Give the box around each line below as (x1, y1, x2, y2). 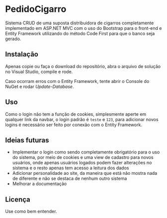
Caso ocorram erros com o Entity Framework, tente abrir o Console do (5, 78, 150, 84)
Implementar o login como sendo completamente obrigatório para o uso (12, 149, 160, 155)
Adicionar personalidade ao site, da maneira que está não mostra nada (12, 170, 158, 176)
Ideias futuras (5, 136, 49, 145)
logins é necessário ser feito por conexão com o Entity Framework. (5, 122, 143, 128)
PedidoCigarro (5, 3, 67, 15)
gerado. (5, 36, 21, 42)
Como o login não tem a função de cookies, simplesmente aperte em (5, 111, 147, 117)
